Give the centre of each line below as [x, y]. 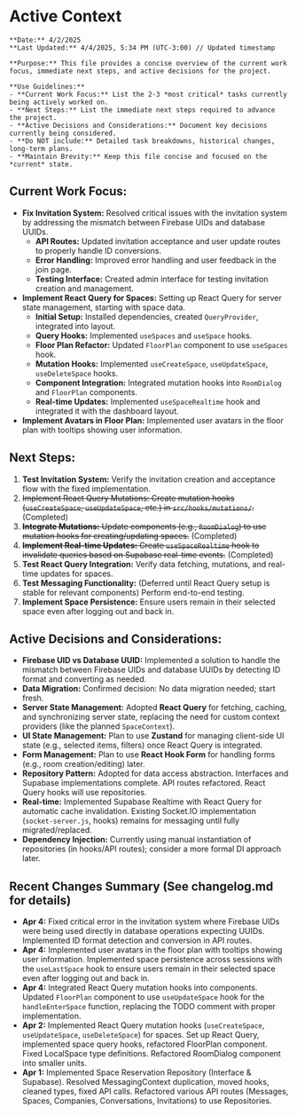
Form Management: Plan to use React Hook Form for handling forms [148, 755]
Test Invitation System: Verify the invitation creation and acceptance [148, 479]
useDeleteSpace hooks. [76, 373]
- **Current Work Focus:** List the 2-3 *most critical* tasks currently [148, 94]
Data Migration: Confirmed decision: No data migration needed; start [149, 689]
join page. [54, 269]
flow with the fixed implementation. [86, 488]
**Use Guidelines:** [47, 86]
